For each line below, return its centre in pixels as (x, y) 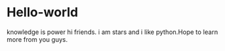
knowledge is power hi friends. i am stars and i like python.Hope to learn (112, 32)
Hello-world (43, 12)
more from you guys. (37, 39)
